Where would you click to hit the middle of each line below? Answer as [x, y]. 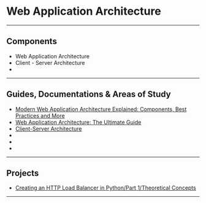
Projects [23, 173]
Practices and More [40, 115]
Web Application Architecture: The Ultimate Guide [78, 122]
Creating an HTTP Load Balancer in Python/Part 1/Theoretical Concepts [105, 188]
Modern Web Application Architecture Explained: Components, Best [101, 109]
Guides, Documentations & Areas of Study [89, 94]
